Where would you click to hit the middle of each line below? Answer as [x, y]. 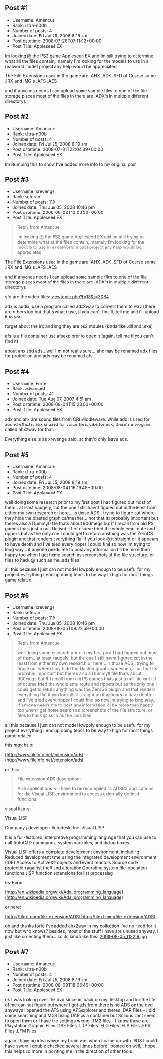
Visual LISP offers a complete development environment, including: [73, 852]
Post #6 [17, 595]
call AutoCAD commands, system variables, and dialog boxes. [68, 842]
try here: [14, 882]
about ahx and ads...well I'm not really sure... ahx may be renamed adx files [81, 351]
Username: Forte [29, 384]
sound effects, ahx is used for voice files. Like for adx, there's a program [79, 424]
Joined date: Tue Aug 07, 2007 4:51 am [52, 399]
